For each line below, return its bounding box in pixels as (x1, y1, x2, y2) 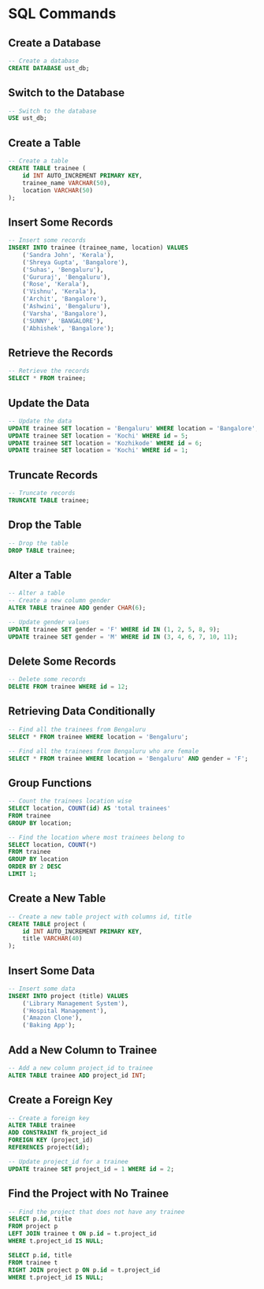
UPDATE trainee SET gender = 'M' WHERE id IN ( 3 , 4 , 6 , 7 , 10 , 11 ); (8, 632, 238, 641)
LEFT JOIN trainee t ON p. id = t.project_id (8, 1230, 157, 1238)
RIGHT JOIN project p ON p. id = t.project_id (8, 1266, 160, 1274)
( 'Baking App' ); (22, 1022, 76, 1030)
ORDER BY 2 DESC (8, 862, 61, 871)
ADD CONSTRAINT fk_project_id (8, 1129, 108, 1137)
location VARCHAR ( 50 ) (22, 186, 93, 194)
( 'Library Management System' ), (22, 999, 128, 1008)
